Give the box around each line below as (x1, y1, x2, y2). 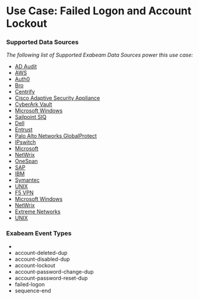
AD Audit (14, 63, 37, 70)
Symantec (14, 176, 40, 184)
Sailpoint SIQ (14, 113, 47, 121)
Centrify (14, 88, 35, 96)
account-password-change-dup (14, 268, 94, 275)
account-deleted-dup (14, 249, 68, 256)
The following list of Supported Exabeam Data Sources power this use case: (6, 52, 193, 59)
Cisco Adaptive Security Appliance (14, 94, 100, 102)
